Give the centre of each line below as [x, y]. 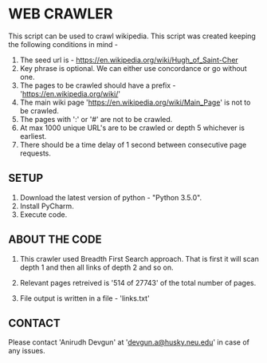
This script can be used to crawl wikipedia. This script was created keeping [132, 36]
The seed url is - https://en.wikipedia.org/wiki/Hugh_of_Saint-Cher [129, 60]
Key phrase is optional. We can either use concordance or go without [133, 68]
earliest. [33, 136]
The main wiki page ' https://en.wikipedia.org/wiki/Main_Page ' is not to [135, 102]
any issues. [27, 351]
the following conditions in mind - [63, 44]
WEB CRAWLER [61, 14]
